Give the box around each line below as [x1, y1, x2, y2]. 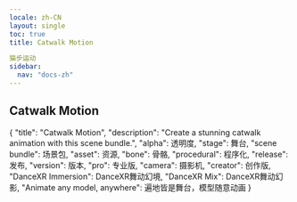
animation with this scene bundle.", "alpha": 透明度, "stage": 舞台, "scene [9, 137, 277, 148]
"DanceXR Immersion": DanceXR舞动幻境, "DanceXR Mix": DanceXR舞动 [9, 171, 276, 182]
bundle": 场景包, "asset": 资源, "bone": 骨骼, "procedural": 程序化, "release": [9, 149, 288, 159]
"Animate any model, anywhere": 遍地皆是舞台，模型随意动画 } [21, 182, 252, 192]
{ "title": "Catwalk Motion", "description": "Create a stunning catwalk [9, 126, 261, 138]
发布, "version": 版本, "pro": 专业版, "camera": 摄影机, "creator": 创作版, [9, 159, 272, 170]
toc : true [9, 29, 46, 38]
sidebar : [9, 62, 42, 71]
